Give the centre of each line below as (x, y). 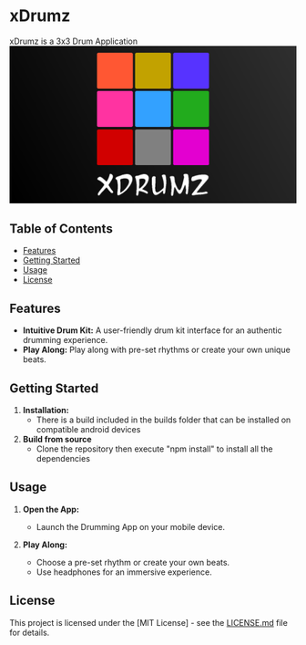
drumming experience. (65, 340)
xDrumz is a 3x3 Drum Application (74, 41)
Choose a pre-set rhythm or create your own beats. (133, 562)
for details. (30, 632)
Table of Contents (61, 229)
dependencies (63, 458)
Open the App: (51, 509)
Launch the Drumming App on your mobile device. (131, 526)
